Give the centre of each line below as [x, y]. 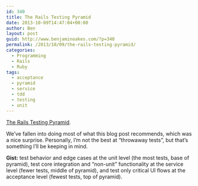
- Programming [29, 56]
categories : [21, 50]
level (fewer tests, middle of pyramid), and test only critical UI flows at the [96, 170]
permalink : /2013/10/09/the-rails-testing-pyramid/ [71, 45]
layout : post [22, 34]
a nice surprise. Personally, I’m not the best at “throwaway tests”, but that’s [97, 140]
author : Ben [21, 28]
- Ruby [20, 67]
